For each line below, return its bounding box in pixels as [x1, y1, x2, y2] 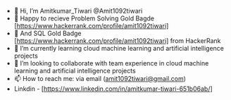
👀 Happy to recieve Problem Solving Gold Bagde [13, 14, 155, 23]
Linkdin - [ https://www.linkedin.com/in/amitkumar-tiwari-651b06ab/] [13, 85, 213, 93]
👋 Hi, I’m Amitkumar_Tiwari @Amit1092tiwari [13, 7, 143, 15]
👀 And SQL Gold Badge [13, 29, 82, 37]
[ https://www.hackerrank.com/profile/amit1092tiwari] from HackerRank [13, 37, 221, 45]
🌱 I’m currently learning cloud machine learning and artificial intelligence [13, 44, 224, 52]
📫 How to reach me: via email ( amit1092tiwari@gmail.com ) [13, 75, 187, 82]
